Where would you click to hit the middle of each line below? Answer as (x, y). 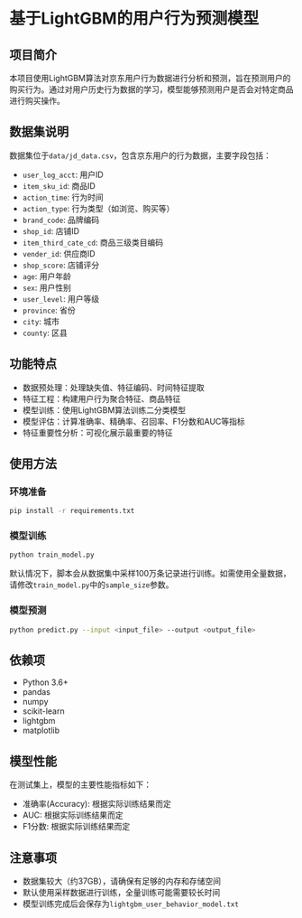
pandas (37, 692)
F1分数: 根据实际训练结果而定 (76, 827)
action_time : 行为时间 (63, 197)
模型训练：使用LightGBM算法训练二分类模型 (104, 410)
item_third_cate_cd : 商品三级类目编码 (93, 242)
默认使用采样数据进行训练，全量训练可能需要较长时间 (121, 892)
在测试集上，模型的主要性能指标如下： (80, 785)
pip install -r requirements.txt (72, 511)
